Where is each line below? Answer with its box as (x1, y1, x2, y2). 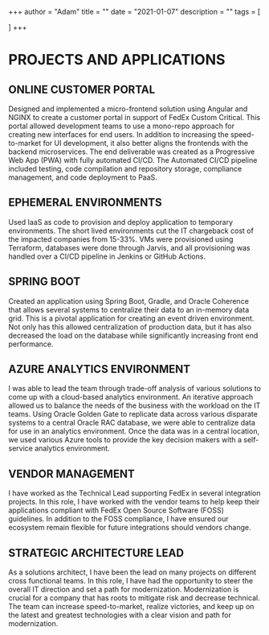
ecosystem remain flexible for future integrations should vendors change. (8, 523, 251, 533)
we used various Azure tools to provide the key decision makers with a (8, 435, 243, 445)
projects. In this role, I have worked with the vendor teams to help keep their (8, 497, 260, 507)
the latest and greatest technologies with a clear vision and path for (8, 610, 231, 620)
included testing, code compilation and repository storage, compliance (8, 164, 243, 173)
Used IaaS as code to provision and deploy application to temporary (8, 217, 234, 226)
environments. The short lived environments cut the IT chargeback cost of (8, 226, 255, 235)
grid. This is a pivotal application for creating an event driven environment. (8, 313, 255, 323)
